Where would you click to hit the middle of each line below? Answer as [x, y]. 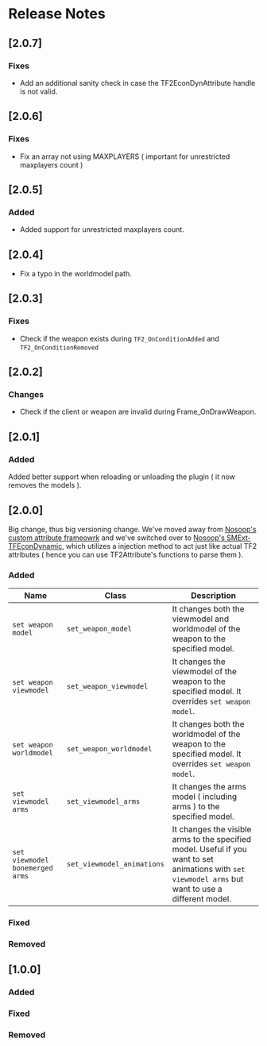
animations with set [209, 869]
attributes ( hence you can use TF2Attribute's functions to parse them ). [126, 554]
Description [213, 596]
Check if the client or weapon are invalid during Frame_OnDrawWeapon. [138, 412]
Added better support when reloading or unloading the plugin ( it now [122, 477]
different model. [202, 899]
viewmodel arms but [208, 879]
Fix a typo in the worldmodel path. [76, 274]
